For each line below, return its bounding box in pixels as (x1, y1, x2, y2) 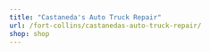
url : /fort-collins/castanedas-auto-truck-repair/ (9, 21, 202, 30)
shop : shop (9, 29, 50, 38)
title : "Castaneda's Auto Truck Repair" (9, 12, 163, 22)
